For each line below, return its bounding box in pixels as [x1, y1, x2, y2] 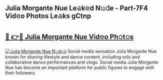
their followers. [5, 70, 36, 75]
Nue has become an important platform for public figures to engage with [5, 64, 154, 70]
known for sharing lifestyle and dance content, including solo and [5, 54, 140, 59]
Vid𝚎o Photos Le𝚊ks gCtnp [5, 12, 91, 20]
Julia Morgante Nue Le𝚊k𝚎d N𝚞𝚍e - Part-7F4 [5, 4, 148, 12]
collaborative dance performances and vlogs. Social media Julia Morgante [5, 59, 158, 65]
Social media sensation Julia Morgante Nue [67, 48, 157, 54]
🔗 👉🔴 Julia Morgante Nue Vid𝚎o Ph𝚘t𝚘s [5, 32, 134, 41]
